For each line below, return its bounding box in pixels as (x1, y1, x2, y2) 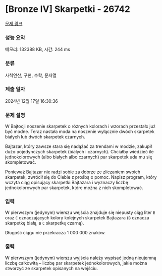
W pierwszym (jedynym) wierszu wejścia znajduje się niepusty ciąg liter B (5, 209, 156, 215)
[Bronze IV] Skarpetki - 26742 (5, 3, 130, 15)
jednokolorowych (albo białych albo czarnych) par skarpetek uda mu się (5, 154, 153, 160)
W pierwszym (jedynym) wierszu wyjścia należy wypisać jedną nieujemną (5, 255, 157, 261)
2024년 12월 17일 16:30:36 (5, 98, 58, 104)
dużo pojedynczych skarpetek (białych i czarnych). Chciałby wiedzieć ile (5, 149, 154, 155)
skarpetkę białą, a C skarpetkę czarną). (5, 220, 84, 226)
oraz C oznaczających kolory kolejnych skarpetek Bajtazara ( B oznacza (5, 215, 150, 221)
